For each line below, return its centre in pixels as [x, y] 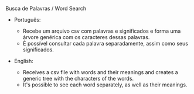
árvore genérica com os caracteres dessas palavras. [86, 37]
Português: [27, 20]
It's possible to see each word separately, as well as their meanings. [105, 85]
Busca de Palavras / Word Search [46, 8]
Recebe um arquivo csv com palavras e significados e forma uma [102, 31]
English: [23, 61]
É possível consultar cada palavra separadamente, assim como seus [105, 43]
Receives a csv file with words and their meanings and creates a [100, 72]
